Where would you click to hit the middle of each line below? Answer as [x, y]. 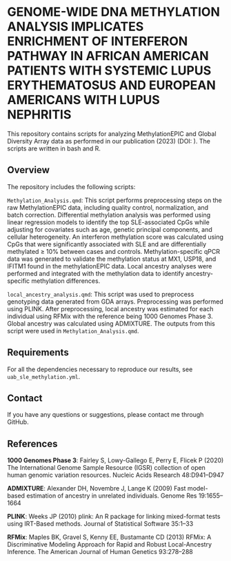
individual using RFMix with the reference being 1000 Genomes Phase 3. [110, 316]
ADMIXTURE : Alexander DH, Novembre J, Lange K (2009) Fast [97, 489]
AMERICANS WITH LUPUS [83, 100]
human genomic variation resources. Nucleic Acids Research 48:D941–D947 [115, 475]
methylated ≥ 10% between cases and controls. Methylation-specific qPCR [114, 251]
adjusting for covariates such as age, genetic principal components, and [110, 229]
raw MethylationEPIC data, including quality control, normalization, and [108, 207]
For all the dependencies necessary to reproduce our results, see [100, 369]
